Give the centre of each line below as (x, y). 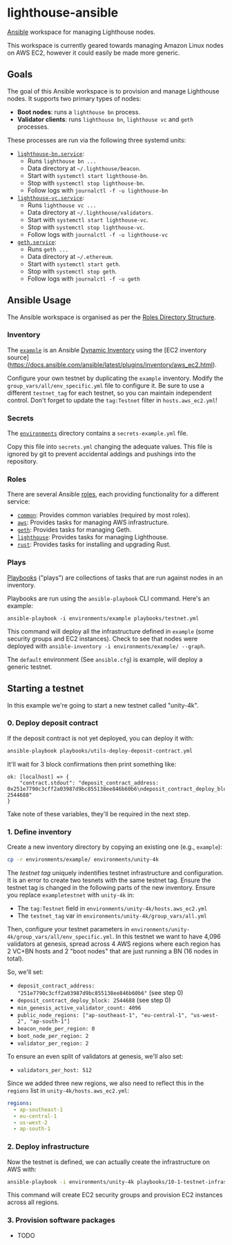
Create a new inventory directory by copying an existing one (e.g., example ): (115, 847)
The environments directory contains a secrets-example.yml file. (98, 433)
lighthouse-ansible (63, 13)
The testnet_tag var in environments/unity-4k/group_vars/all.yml (112, 915)
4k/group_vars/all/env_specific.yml (60, 937)
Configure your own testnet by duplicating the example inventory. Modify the (115, 378)
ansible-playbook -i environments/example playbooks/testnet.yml (103, 618)
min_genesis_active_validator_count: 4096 (79, 1008)
